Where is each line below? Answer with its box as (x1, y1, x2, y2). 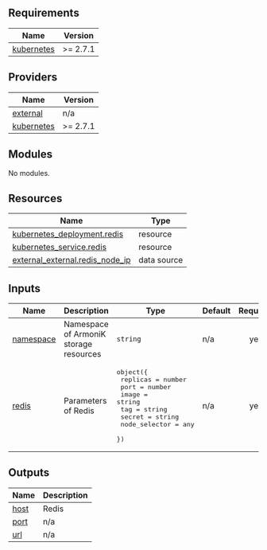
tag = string (120, 405, 168, 414)
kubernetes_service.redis (12, 242, 107, 253)
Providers (8, 71, 58, 84)
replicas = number (120, 376, 187, 384)
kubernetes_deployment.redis (12, 228, 124, 240)
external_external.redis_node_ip (12, 255, 131, 266)
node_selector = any (120, 420, 195, 429)
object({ (116, 368, 149, 376)
